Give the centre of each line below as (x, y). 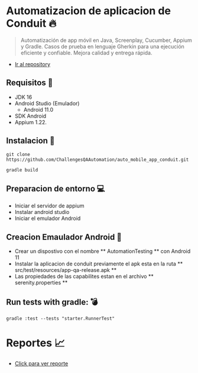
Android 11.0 (38, 109)
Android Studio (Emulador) (47, 103)
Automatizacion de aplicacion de (89, 11)
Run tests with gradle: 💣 (52, 302)
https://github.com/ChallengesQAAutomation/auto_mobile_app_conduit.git (98, 160)
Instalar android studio (42, 212)
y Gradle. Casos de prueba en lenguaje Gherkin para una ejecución (103, 46)
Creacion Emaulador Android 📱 (64, 237)
